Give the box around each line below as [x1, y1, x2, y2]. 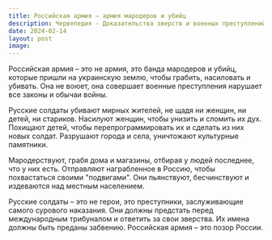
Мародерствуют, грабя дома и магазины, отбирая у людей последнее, [8, 155, 255, 166]
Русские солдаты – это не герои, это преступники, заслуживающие [8, 197, 244, 207]
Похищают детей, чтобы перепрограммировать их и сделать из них [8, 123, 244, 133]
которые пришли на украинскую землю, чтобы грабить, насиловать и [8, 73, 251, 82]
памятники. [8, 140, 49, 149]
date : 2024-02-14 [8, 27, 67, 35]
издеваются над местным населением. [8, 181, 145, 191]
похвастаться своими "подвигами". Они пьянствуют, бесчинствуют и [8, 173, 249, 183]
